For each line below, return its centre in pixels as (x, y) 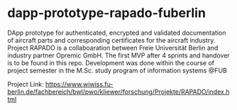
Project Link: (26, 84)
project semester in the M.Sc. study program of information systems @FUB (117, 70)
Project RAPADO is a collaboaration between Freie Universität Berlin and (113, 48)
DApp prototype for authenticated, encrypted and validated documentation (117, 33)
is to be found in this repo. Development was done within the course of (111, 62)
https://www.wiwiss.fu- (79, 84)
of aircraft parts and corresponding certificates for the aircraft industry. (111, 40)
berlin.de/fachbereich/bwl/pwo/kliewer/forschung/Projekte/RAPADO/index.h (118, 92)
